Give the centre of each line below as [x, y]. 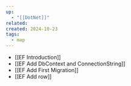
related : [17, 23]
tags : [12, 35]
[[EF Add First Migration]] [46, 70]
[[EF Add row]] [33, 77]
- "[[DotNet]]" [30, 18]
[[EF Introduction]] [38, 57]
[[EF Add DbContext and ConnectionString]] [70, 64]
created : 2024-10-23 [32, 29]
